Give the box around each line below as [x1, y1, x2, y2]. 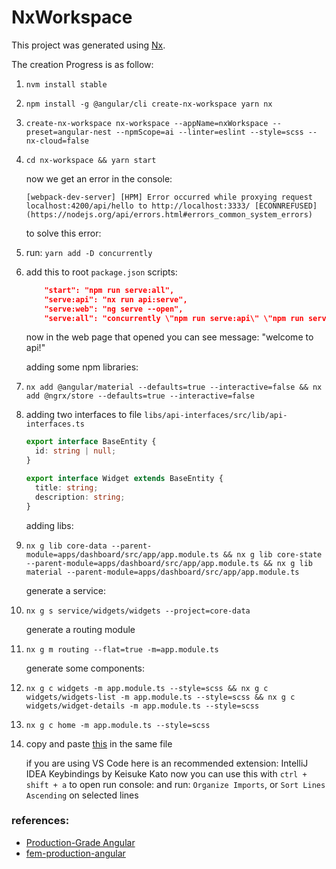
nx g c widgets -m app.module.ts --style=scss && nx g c [25, 683, 269, 693]
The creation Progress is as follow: [11, 58, 154, 70]
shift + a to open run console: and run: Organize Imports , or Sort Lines [25, 778, 326, 790]
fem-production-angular [25, 847, 126, 859]
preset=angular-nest [25, 127, 112, 137]
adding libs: [25, 519, 74, 531]
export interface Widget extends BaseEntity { [25, 474, 224, 484]
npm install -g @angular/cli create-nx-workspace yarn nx [25, 99, 273, 109]
